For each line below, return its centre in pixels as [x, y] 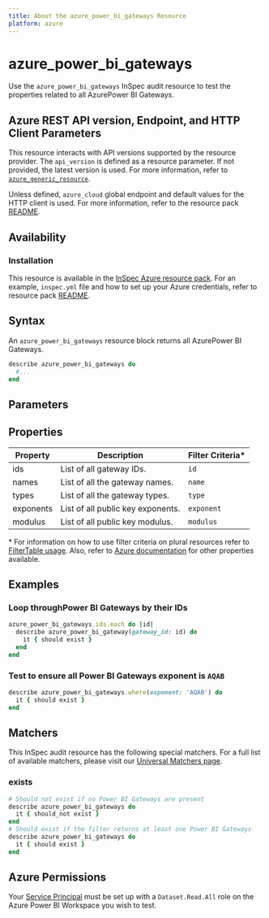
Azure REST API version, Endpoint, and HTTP [124, 120]
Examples [34, 584]
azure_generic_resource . [49, 179]
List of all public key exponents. [120, 508]
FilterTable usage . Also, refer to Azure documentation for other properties [131, 550]
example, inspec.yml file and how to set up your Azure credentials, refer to [133, 286]
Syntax [27, 321]
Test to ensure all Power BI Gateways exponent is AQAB [117, 676]
